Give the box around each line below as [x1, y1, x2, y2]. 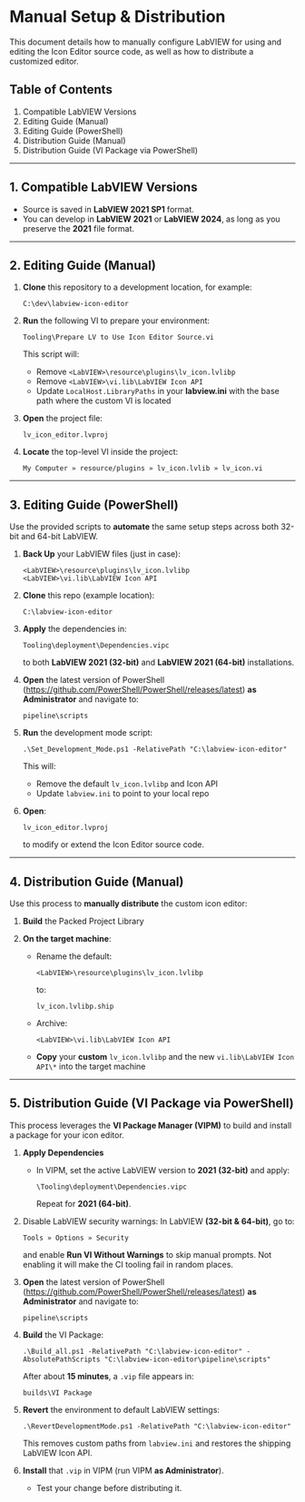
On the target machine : [22, 934, 112, 944]
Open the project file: [22, 413, 103, 424]
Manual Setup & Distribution [9, 6, 226, 27]
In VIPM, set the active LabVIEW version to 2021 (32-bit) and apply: [35, 1164, 290, 1175]
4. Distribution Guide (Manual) [9, 874, 184, 889]
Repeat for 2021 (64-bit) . [35, 1198, 132, 1209]
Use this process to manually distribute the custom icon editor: [9, 898, 248, 909]
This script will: [22, 349, 80, 360]
